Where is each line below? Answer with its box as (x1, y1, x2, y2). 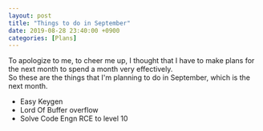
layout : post (8, 11, 52, 20)
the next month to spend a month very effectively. (8, 65, 173, 74)
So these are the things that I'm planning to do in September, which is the (8, 73, 251, 82)
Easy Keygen (19, 97, 63, 106)
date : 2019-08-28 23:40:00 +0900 (8, 26, 120, 34)
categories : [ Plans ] (8, 34, 78, 42)
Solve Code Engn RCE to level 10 (19, 113, 128, 124)
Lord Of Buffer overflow (19, 105, 99, 115)
